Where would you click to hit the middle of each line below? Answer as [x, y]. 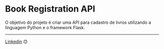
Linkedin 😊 [16, 41]
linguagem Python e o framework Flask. [45, 27]
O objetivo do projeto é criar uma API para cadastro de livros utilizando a [78, 22]
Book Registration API [50, 9]
